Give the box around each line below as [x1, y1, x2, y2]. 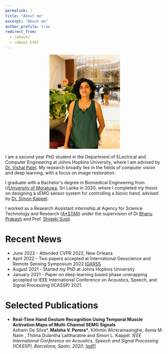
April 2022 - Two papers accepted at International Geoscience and [12, 255, 151, 261]
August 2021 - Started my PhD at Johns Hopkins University [12, 266, 135, 272]
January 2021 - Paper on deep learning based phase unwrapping [12, 271, 147, 277]
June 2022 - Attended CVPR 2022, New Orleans [12, 250, 113, 256]
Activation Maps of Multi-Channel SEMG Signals [12, 321, 116, 327]
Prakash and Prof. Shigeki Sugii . [5, 216, 71, 222]
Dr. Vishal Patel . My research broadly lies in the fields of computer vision [5, 164, 155, 170]
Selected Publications [5, 300, 99, 311]
